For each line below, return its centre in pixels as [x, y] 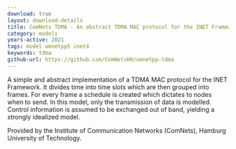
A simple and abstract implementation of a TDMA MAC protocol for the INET [118, 79]
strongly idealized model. [44, 117]
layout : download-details [45, 20]
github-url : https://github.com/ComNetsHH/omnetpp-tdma [91, 60]
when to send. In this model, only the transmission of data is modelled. [110, 102]
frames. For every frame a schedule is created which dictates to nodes [110, 94]
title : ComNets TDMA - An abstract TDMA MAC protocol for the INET [108, 27]
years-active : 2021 [36, 40]
